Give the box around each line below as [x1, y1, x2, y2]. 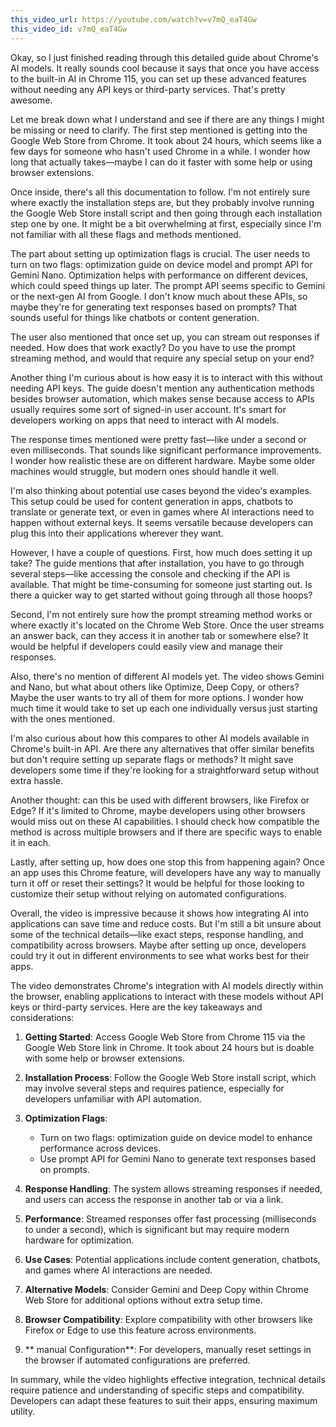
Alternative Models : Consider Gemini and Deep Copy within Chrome [24, 1283, 309, 1295]
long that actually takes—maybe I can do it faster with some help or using [10, 156, 313, 168]
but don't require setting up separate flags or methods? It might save [10, 753, 294, 765]
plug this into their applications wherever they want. [10, 527, 224, 539]
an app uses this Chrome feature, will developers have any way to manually [10, 866, 322, 878]
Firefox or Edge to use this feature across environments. [24, 1324, 257, 1336]
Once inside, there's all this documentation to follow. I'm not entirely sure [10, 186, 311, 198]
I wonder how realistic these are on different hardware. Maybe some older [10, 454, 316, 466]
